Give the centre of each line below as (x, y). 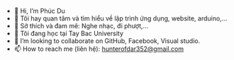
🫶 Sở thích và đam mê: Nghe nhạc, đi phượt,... (81, 26)
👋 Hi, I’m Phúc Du (39, 11)
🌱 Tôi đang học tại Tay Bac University (69, 33)
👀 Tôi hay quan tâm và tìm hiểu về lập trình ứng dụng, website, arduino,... (121, 18)
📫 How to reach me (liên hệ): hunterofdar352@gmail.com (99, 49)
